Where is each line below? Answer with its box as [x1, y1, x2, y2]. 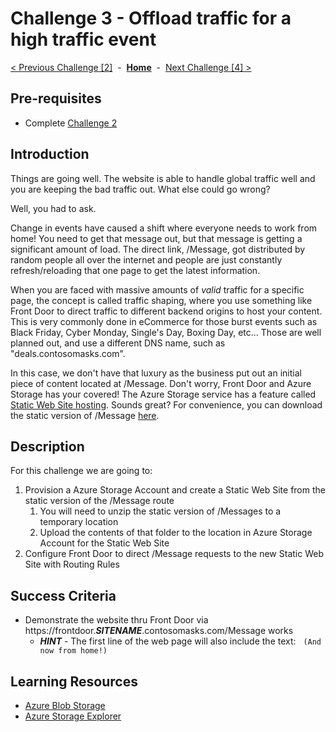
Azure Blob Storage [24, 700, 106, 711]
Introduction [10, 146, 90, 163]
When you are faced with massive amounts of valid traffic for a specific [10, 283, 305, 296]
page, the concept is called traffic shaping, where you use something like [10, 294, 313, 306]
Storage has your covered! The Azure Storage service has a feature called [10, 388, 317, 400]
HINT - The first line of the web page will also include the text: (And [39, 635, 322, 647]
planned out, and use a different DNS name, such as [10, 337, 226, 349]
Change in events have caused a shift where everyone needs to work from [10, 222, 318, 234]
